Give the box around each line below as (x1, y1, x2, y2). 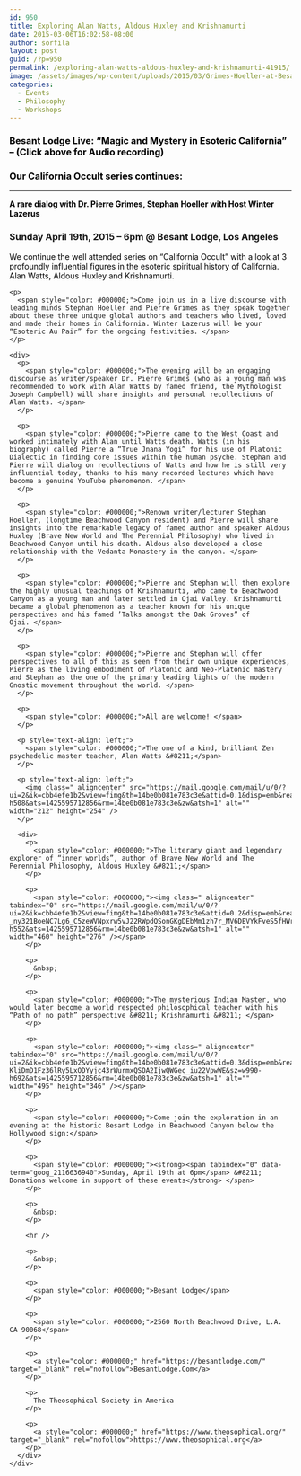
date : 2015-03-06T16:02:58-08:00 (9, 30, 134, 39)
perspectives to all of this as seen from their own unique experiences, (9, 657, 291, 666)
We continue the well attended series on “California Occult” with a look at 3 (9, 251, 288, 261)
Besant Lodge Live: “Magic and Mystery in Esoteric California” (9, 135, 288, 147)
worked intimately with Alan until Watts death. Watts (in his (9, 437, 251, 446)
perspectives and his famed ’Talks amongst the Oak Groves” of (9, 610, 251, 619)
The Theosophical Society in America (32, 1396, 175, 1405)
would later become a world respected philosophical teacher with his (9, 1003, 279, 1012)
